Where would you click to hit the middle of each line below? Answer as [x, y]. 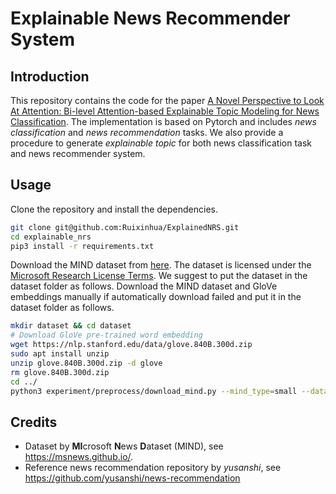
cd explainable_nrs [51, 237]
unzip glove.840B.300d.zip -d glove [86, 363]
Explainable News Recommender [150, 18]
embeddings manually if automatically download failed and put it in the [156, 297]
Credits [34, 422]
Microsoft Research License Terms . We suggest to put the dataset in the [159, 276]
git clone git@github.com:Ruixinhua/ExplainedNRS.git [125, 227]
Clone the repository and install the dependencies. [114, 209]
